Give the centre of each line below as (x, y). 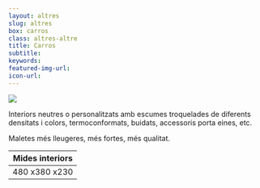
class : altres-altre (43, 38)
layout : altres (34, 16)
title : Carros (32, 46)
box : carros (28, 31)
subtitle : (25, 53)
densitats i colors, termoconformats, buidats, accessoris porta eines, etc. (130, 123)
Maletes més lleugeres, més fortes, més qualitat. (90, 138)
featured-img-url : (39, 69)
